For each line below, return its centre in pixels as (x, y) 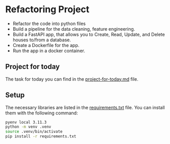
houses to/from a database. (42, 40)
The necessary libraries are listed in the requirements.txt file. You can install (85, 107)
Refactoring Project (47, 9)
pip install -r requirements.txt (41, 136)
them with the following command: (42, 113)
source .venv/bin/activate (34, 132)
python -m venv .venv (28, 127)
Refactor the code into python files (49, 23)
